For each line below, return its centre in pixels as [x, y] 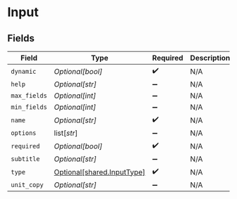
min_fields [29, 107]
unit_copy [27, 185]
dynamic [24, 71]
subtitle [25, 159]
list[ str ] [66, 133]
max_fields [29, 96]
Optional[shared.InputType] [100, 172]
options [24, 133]
